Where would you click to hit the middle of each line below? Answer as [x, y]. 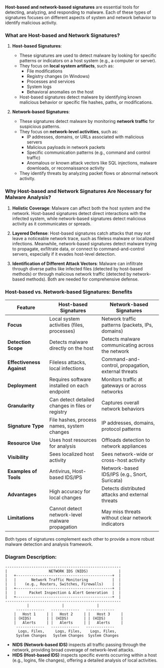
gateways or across [124, 385]
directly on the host [72, 348]
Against [17, 368]
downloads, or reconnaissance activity [66, 168]
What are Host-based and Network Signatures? [62, 35]
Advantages [22, 494]
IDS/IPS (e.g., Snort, [124, 474]
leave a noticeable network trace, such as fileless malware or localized [83, 238]
